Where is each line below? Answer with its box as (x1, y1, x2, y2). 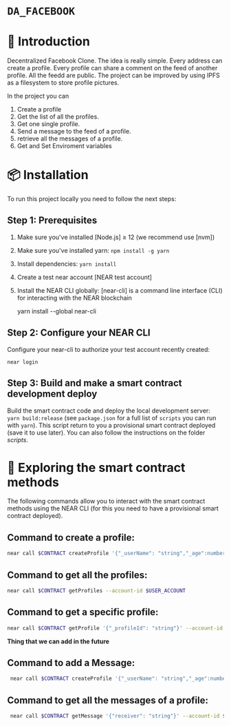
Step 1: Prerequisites (7, 215, 98, 227)
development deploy (7, 388, 98, 400)
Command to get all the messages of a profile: (7, 694, 208, 706)
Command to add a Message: (7, 656, 135, 669)
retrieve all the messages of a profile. (16, 134, 123, 143)
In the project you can (7, 92, 69, 101)
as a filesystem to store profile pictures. (7, 79, 120, 87)
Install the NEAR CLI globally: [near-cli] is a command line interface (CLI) (16, 286, 223, 294)
